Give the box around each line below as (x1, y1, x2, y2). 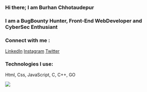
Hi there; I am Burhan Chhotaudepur (5, 4, 94, 11)
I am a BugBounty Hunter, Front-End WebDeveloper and (5, 17, 143, 24)
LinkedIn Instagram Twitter (5, 48, 60, 54)
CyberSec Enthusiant (5, 23, 58, 30)
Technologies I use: (5, 61, 54, 68)
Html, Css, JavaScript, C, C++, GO (5, 72, 76, 78)
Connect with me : (5, 37, 51, 44)
